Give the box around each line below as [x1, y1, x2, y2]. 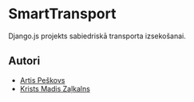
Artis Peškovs [19, 75, 65, 84]
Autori [8, 54, 41, 68]
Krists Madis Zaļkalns [19, 84, 90, 93]
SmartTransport [8, 5, 117, 23]
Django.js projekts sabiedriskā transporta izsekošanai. [8, 31, 186, 41]
